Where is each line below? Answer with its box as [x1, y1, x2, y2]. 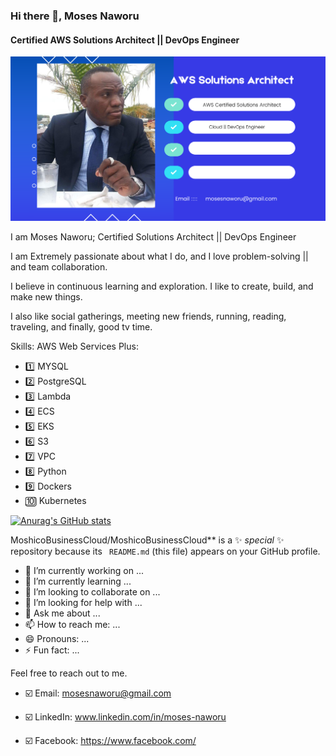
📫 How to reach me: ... [24, 619, 121, 631]
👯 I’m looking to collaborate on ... [24, 586, 161, 598]
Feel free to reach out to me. [10, 667, 128, 679]
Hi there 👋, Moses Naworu [10, 9, 140, 23]
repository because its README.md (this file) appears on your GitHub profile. [10, 545, 321, 558]
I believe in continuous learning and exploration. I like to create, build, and [10, 280, 314, 293]
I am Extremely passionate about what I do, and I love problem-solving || [10, 250, 309, 263]
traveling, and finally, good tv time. [10, 321, 153, 333]
